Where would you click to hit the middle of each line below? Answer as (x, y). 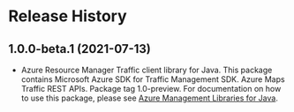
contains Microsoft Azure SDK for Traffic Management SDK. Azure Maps (153, 79)
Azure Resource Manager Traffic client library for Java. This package (147, 70)
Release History (68, 16)
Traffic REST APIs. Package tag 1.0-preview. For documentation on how (151, 89)
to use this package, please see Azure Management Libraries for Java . (150, 98)
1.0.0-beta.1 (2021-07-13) (79, 49)
